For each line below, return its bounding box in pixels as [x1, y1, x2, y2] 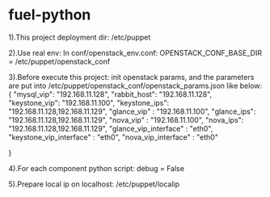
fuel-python [8, 6, 91, 24]
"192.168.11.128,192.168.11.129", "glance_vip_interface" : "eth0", [8, 124, 213, 133]
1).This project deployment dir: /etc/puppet [8, 32, 151, 42]
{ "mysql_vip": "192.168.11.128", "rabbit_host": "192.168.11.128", [8, 89, 213, 98]
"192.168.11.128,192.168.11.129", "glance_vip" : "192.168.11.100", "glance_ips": [8, 107, 256, 116]
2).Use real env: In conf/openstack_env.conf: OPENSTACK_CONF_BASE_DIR [8, 48, 263, 57]
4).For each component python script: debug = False [8, 163, 184, 173]
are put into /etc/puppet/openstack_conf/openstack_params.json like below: [8, 81, 263, 90]
